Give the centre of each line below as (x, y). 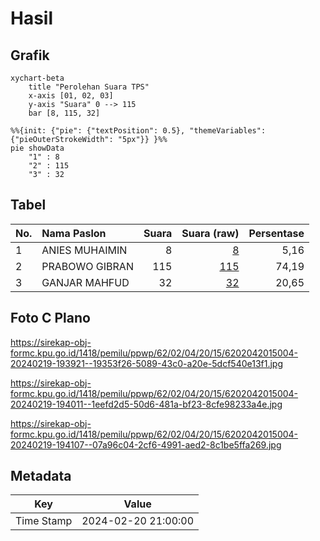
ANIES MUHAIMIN (84, 250)
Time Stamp (44, 521)
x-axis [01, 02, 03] (71, 96)
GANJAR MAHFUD (85, 282)
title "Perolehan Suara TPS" (89, 87)
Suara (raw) (210, 233)
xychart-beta (37, 78)
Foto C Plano (50, 318)
